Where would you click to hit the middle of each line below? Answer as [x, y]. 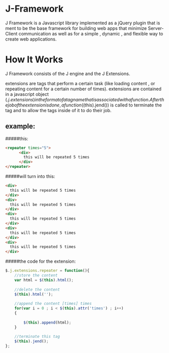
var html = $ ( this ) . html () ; [44, 280]
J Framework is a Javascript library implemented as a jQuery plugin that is [83, 23]
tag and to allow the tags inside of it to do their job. [58, 110]
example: [20, 127]
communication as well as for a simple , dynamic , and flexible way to [91, 33]
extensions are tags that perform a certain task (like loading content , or [80, 83]
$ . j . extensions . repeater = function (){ [47, 271]
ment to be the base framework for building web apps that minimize [76, 28]
